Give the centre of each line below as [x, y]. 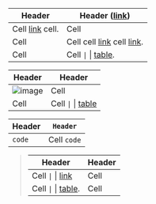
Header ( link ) [105, 15]
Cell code [65, 140]
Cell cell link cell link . [105, 42]
